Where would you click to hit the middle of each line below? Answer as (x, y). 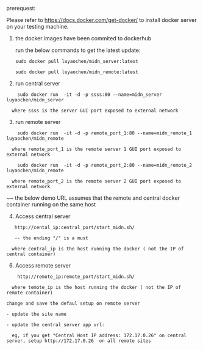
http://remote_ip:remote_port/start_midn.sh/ (76, 277)
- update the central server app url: (55, 325)
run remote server (38, 122)
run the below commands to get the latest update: (78, 50)
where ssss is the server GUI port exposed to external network (95, 111)
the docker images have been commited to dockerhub (83, 38)
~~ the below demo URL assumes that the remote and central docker (93, 198)
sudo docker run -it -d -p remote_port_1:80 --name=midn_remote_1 (105, 133)
